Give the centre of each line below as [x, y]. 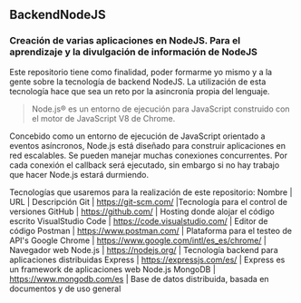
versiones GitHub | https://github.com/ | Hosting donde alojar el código [142, 211]
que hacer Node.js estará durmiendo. [79, 174]
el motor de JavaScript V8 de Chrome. [103, 118]
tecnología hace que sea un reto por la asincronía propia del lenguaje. [140, 91]
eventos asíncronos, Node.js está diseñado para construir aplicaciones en [148, 145]
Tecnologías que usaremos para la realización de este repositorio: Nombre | [151, 192]
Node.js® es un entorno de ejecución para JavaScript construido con [160, 109]
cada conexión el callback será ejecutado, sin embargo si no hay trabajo [145, 165]
